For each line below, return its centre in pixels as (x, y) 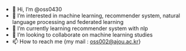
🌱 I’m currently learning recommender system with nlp (80, 28)
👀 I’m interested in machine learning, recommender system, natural (96, 16)
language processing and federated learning (67, 22)
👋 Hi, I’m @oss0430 (37, 9)
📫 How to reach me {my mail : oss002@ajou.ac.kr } (76, 41)
